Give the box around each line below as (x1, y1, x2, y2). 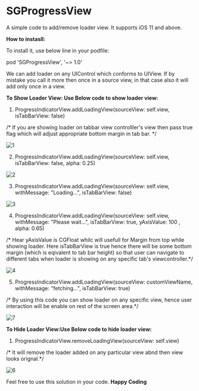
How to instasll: (6, 35, 46, 42)
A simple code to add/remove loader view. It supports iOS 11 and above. (6, 24, 182, 31)
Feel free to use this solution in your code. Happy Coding (6, 378, 147, 385)
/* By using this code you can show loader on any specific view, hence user (6, 296, 192, 303)
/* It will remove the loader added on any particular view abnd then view (6, 349, 184, 356)
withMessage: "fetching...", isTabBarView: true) (14, 284, 130, 291)
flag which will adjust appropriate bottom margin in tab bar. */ (6, 130, 157, 137)
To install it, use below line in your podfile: (6, 46, 109, 54)
